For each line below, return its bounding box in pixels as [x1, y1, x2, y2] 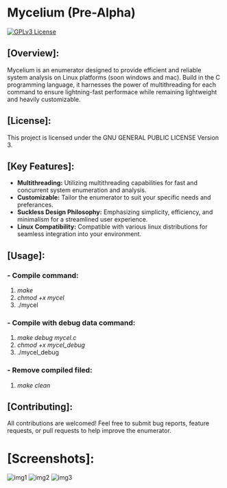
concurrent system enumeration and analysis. [16, 186, 147, 194]
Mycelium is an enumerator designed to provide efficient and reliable [7, 65, 202, 74]
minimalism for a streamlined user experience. [16, 215, 148, 224]
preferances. [16, 201, 53, 209]
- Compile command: [7, 270, 79, 280]
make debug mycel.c [16, 334, 77, 342]
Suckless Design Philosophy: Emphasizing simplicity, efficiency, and [16, 208, 213, 216]
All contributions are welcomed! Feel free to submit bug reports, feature [7, 419, 210, 427]
